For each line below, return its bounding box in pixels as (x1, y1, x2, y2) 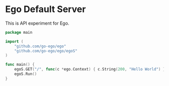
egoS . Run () (14, 71, 37, 76)
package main (5, 30, 33, 35)
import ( (5, 39, 24, 44)
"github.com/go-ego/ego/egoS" (14, 48, 78, 53)
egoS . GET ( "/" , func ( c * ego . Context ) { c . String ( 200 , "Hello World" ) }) (14, 67, 167, 72)
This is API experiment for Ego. (5, 20, 69, 26)
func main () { (5, 62, 35, 67)
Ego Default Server (5, 4, 86, 15)
